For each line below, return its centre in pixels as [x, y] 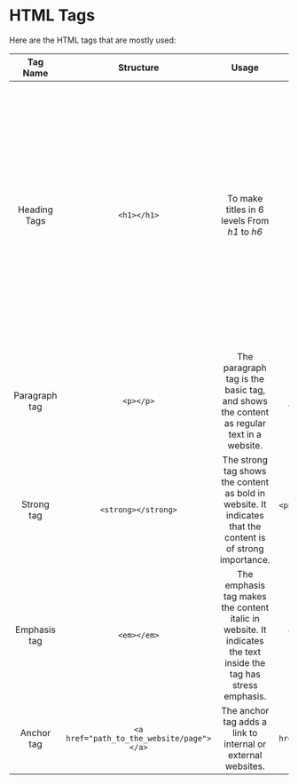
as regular [245, 423]
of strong [245, 549]
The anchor [245, 710]
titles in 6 [245, 210]
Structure [139, 67]
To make [245, 198]
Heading [35, 210]
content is [245, 537]
